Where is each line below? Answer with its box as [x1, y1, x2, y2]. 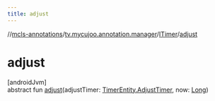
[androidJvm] [7, 78, 47, 86]
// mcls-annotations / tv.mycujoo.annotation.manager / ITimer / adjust [7, 30, 198, 38]
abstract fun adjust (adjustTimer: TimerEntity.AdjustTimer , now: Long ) [7, 85, 209, 94]
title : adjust [7, 10, 50, 18]
